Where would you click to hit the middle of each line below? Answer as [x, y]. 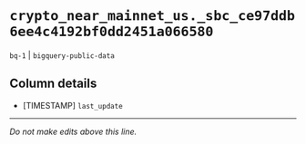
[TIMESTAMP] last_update [72, 105]
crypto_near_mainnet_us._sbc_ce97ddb [153, 16]
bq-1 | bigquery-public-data [62, 55]
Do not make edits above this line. [73, 131]
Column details [53, 84]
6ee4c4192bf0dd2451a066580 [112, 32]
